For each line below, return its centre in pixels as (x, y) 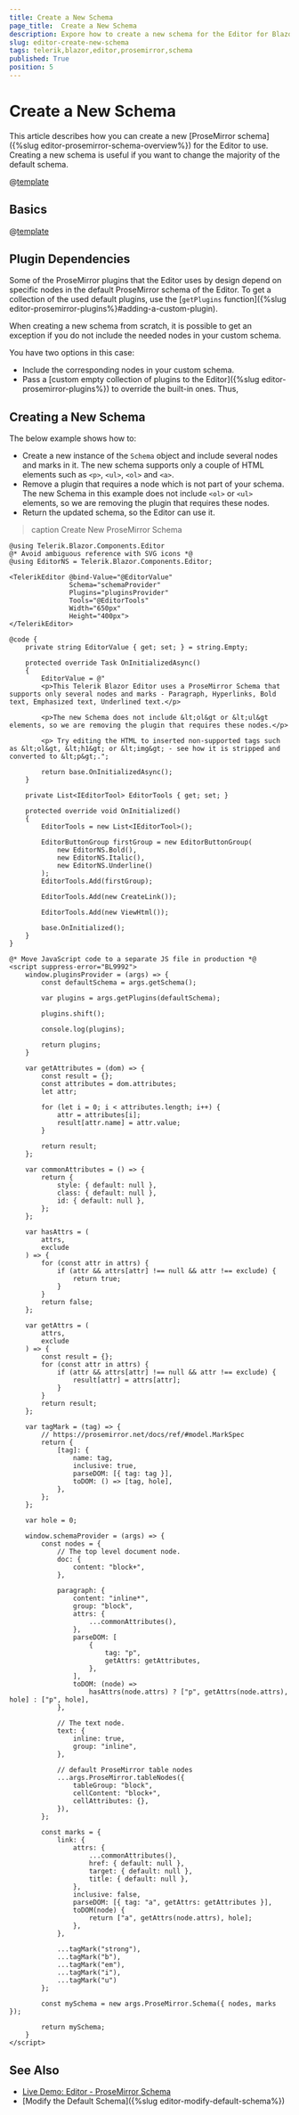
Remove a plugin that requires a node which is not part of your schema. (153, 484)
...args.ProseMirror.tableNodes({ (121, 1778)
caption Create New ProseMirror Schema (106, 530)
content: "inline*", (111, 1599)
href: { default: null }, (137, 1864)
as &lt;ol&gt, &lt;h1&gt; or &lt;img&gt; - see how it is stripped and (145, 749)
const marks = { (71, 1833)
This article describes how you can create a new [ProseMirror (122, 135)
